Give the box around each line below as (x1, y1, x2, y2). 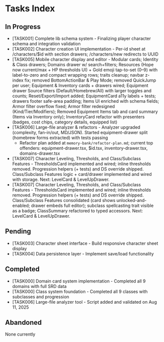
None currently (5, 331, 36, 337)
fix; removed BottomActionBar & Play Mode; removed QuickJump (24, 77, 157, 83)
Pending (5, 227, 31, 236)
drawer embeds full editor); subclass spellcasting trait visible (31, 202, 154, 208)
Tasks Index (5, 3, 55, 14)
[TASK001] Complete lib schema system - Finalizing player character (12, 35, 151, 41)
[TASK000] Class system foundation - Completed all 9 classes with (12, 288, 148, 294)
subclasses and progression (12, 293, 70, 300)
